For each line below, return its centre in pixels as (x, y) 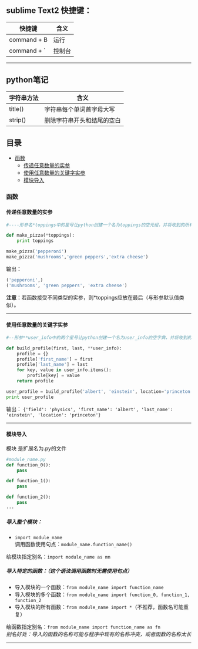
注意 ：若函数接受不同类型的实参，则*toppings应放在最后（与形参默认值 (93, 297)
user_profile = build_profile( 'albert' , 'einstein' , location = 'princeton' (100, 391)
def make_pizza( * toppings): (41, 236)
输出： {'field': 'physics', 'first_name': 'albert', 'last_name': (90, 409)
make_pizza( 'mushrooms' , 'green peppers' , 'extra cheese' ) (77, 257)
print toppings (35, 241)
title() (17, 109)
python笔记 (27, 80)
